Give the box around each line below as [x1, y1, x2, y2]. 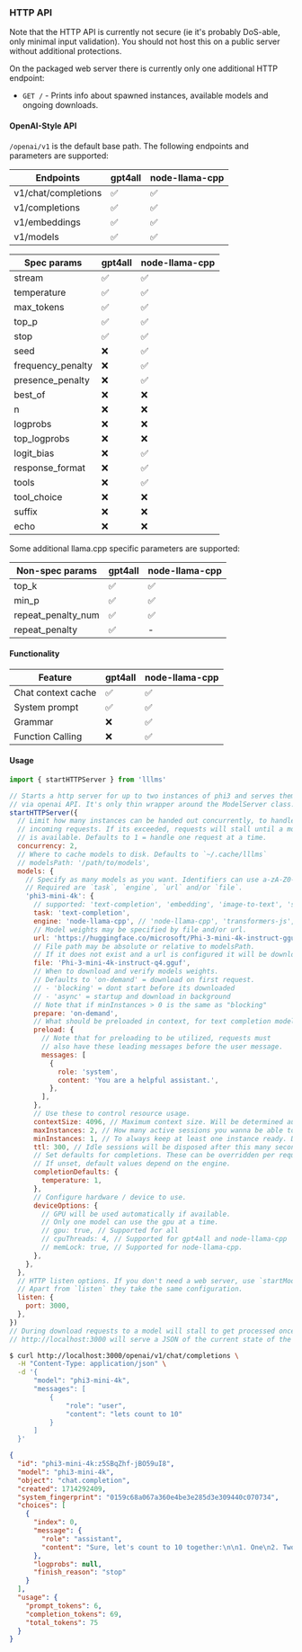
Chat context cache [13, 686, 97, 699]
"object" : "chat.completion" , [17, 1476, 130, 1485]
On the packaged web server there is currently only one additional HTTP [9, 63, 279, 74]
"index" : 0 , [32, 1518, 78, 1527]
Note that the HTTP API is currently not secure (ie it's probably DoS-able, [9, 27, 280, 38]
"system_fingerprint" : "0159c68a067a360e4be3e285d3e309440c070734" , [17, 1493, 280, 1502]
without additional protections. [9, 46, 122, 57]
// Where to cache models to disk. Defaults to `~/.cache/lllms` [17, 850, 268, 859]
